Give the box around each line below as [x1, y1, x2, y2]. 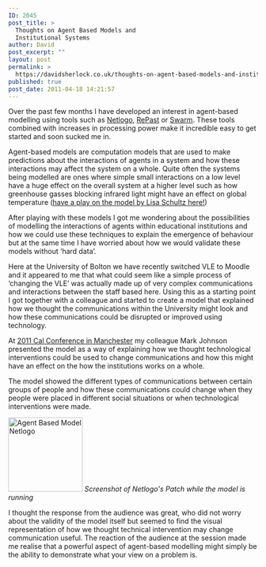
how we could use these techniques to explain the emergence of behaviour [8, 230, 254, 240]
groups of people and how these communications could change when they [8, 385, 253, 395]
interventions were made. [8, 402, 92, 411]
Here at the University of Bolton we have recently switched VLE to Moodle [8, 262, 250, 271]
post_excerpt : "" [8, 48, 66, 56]
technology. [8, 321, 47, 331]
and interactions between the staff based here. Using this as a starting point [8, 287, 256, 297]
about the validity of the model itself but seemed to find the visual [8, 516, 223, 526]
